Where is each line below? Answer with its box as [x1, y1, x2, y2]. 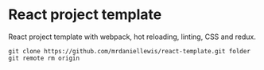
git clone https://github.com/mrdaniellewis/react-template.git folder [8, 47, 250, 55]
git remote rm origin [8, 54, 80, 62]
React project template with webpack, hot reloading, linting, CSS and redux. [8, 32, 256, 41]
